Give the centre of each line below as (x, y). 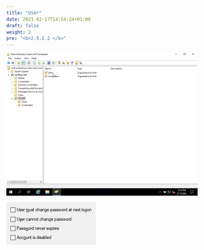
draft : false (23, 25)
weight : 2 (19, 32)
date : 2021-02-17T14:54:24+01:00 (49, 19)
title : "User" (24, 13)
